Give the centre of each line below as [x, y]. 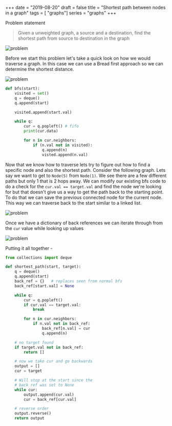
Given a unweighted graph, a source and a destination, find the [84, 33]
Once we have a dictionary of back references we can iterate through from [84, 223]
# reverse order [32, 409]
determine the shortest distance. [40, 69]
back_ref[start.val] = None [44, 286]
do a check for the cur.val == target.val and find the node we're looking [83, 186]
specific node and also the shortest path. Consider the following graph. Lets [85, 170]
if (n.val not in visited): [63, 145]
